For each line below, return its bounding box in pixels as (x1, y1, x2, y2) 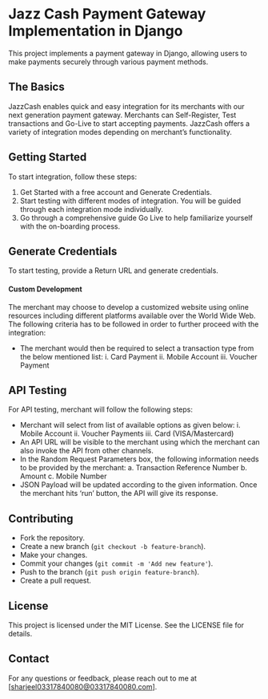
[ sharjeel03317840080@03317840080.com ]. (8, 681, 158, 691)
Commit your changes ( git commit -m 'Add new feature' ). (19, 559, 214, 568)
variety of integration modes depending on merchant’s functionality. (8, 127, 232, 136)
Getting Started (8, 150, 87, 165)
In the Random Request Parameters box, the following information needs (19, 454, 259, 464)
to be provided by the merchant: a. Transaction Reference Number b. (19, 463, 248, 473)
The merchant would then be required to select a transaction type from (19, 343, 254, 353)
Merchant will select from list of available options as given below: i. (19, 421, 241, 430)
